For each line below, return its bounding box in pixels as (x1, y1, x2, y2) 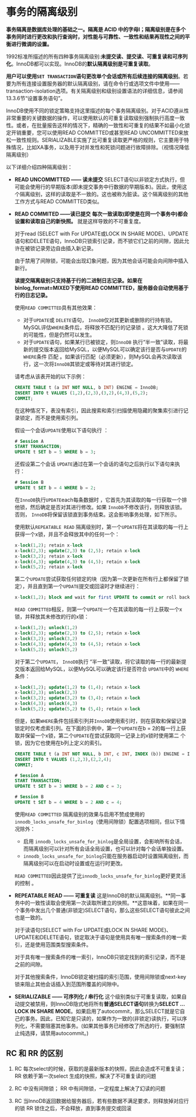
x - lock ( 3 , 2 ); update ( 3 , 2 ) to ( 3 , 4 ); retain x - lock (14, 695, 141, 701)
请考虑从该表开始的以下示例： (14, 373, 86, 380)
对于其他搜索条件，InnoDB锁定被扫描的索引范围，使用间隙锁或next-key (14, 973, 187, 980)
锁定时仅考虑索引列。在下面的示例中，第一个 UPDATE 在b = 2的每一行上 (14, 725, 181, 732)
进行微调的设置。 (10, 40, 52, 47)
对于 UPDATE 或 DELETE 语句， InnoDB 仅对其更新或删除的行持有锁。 (23, 316, 176, 323)
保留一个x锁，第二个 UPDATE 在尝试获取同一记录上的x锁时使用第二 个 (24, 732, 185, 739)
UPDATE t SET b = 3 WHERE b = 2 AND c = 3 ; (14, 783, 123, 790)
